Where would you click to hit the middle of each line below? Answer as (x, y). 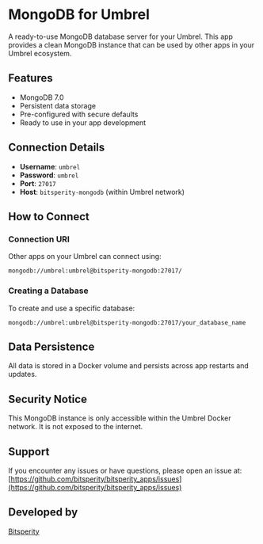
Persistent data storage (58, 105)
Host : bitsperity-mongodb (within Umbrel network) (102, 192)
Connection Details (57, 148)
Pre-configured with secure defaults (79, 114)
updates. (23, 375)
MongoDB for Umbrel (79, 15)
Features (30, 78)
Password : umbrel (49, 175)
